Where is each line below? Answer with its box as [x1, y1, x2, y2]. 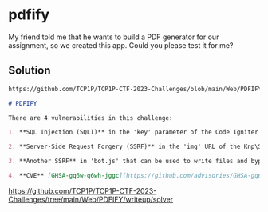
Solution [8, 64, 51, 78]
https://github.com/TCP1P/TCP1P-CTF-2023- [8, 186, 157, 195]
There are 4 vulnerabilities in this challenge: [8, 114, 173, 122]
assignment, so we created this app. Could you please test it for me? [8, 40, 234, 50]
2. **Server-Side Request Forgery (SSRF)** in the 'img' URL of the [8, 142, 241, 151]
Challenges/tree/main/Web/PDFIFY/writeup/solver [8, 194, 174, 204]
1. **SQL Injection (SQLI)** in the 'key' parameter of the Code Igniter [8, 128, 259, 137]
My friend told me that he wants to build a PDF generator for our [8, 32, 219, 42]
